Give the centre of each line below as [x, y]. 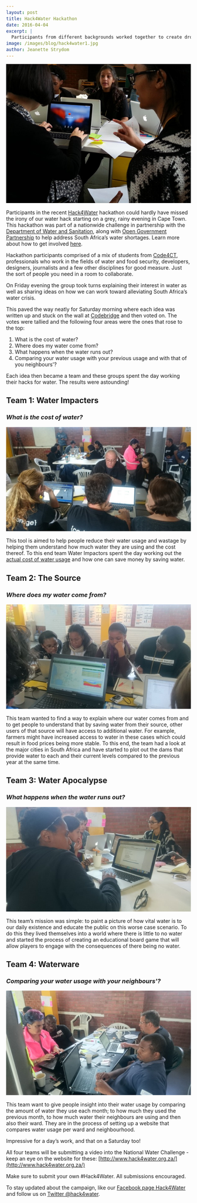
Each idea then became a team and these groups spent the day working [93, 375]
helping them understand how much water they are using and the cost [91, 547]
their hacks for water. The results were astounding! [68, 382]
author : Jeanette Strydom [38, 50]
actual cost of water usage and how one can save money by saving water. [96, 560]
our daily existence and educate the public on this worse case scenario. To [96, 927]
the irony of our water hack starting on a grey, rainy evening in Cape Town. [96, 218]
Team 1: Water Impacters [52, 401]
